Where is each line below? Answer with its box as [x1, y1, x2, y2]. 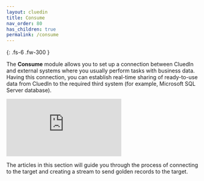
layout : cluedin [6, 9, 48, 15]
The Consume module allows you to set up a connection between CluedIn [6, 61, 194, 68]
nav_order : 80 [6, 20, 43, 26]
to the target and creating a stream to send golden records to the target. [6, 168, 188, 175]
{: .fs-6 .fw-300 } [6, 48, 50, 56]
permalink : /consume [6, 32, 59, 38]
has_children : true [6, 26, 56, 33]
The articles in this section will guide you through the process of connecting [6, 161, 198, 169]
